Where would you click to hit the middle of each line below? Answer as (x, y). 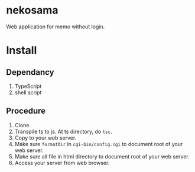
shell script (28, 92)
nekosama (32, 10)
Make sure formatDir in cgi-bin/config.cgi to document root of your (99, 144)
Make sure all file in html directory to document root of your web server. (102, 156)
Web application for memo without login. (56, 27)
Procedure (26, 111)
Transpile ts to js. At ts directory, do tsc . (63, 131)
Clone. (23, 125)
